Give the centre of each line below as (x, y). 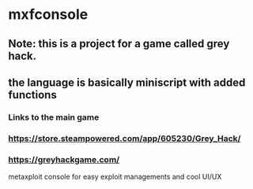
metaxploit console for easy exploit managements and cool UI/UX (115, 177)
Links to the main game (54, 117)
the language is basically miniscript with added (127, 82)
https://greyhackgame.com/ (64, 159)
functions (32, 95)
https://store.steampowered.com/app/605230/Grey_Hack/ (125, 138)
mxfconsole (48, 15)
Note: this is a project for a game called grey (119, 44)
